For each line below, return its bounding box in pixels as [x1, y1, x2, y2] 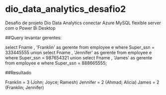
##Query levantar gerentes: [5, 35, 62, 41]
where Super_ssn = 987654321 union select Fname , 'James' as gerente [5, 54, 153, 60]
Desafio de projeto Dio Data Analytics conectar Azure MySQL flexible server [5, 20, 162, 26]
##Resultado [5, 69, 31, 75]
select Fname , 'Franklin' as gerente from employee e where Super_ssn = [5, 44, 155, 50]
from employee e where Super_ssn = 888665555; [5, 60, 107, 66]
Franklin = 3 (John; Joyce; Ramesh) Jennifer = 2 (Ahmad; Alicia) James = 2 [5, 79, 160, 85]
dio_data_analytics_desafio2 [5, 3, 126, 15]
